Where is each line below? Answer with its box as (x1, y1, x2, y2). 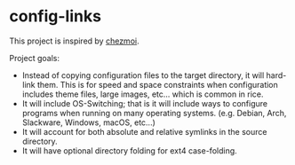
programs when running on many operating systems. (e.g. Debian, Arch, (21, 107, 287, 118)
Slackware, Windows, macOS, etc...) (21, 117, 155, 128)
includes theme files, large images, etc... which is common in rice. (21, 89, 264, 99)
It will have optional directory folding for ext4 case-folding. (21, 145, 237, 156)
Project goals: (9, 52, 60, 63)
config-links (9, 6, 102, 27)
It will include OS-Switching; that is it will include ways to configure (21, 98, 268, 108)
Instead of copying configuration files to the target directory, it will (21, 69, 265, 81)
